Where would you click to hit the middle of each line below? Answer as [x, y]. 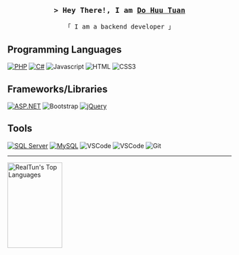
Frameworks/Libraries [58, 89]
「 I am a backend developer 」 [119, 27]
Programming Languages [65, 50]
